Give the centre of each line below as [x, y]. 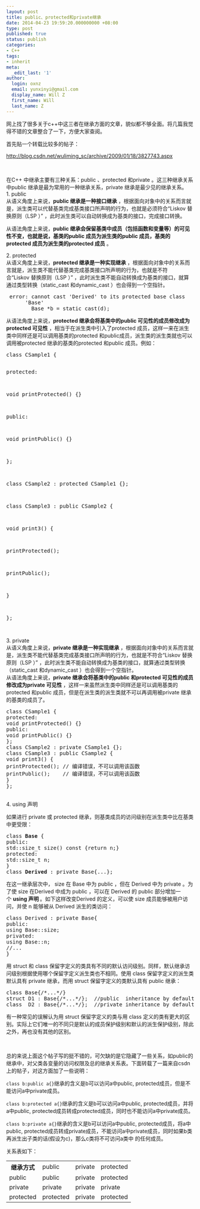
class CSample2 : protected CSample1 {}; [68, 483]
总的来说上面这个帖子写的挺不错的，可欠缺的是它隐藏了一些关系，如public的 [100, 1056]
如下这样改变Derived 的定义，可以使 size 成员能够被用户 [114, 899]
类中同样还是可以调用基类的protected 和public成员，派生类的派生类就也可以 [99, 335]
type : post [20, 28]
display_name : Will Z [38, 95]
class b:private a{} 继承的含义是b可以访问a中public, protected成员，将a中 [99, 1123]
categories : [21, 45]
